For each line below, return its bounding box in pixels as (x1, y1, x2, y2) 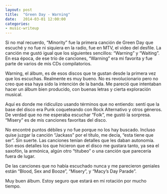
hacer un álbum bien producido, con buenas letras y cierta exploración (5, 86, 151, 92)
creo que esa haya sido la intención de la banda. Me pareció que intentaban (5, 81, 161, 87)
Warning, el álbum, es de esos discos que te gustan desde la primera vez (5, 70, 156, 76)
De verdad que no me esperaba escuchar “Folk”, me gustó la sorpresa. (5, 112, 151, 118)
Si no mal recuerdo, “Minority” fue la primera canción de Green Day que (5, 39, 153, 45)
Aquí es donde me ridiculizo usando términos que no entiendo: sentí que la (5, 101, 159, 107)
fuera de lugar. (5, 153, 35, 160)
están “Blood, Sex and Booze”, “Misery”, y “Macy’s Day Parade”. (5, 168, 136, 175)
